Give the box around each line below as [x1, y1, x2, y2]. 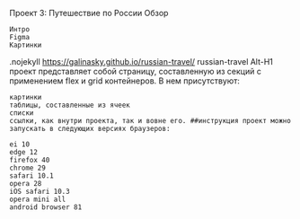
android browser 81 [9, 203, 83, 212]
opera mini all [9, 195, 66, 204]
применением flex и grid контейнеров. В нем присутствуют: [9, 75, 241, 86]
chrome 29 [9, 163, 47, 172]
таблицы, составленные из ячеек [9, 101, 130, 109]
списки [9, 109, 34, 118]
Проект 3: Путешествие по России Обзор [9, 8, 169, 18]
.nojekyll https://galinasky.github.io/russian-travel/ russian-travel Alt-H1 [9, 57, 274, 66]
